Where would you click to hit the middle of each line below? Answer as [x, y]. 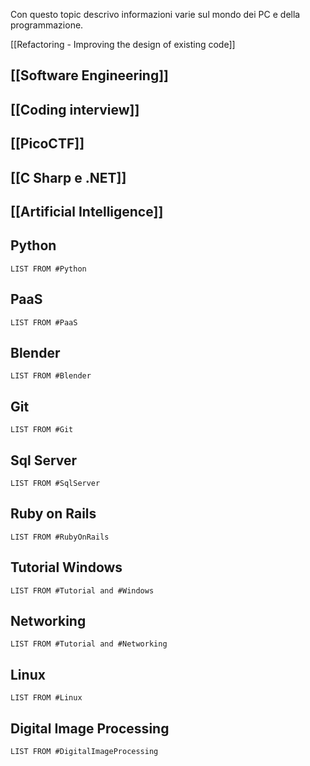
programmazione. [47, 25]
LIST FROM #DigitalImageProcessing [84, 752]
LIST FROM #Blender [51, 376]
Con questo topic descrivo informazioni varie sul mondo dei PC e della [155, 14]
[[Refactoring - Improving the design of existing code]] [123, 44]
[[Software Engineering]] [90, 75]
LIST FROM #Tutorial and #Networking [89, 644]
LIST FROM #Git [42, 430]
